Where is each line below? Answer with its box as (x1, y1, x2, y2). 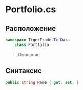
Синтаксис (5, 66, 42, 75)
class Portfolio (14, 42, 50, 47)
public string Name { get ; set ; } (5, 80, 79, 85)
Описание (17, 51, 40, 57)
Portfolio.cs (5, 4, 56, 15)
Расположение (5, 24, 56, 33)
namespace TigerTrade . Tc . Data (5, 37, 70, 42)
